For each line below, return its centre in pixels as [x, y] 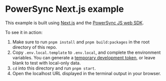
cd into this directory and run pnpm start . [54, 68]
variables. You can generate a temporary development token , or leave [84, 57]
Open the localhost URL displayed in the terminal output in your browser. [87, 73]
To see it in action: [24, 32]
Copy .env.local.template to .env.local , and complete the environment [86, 52]
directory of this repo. [35, 47]
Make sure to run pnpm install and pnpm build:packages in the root [81, 42]
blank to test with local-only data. [46, 63]
